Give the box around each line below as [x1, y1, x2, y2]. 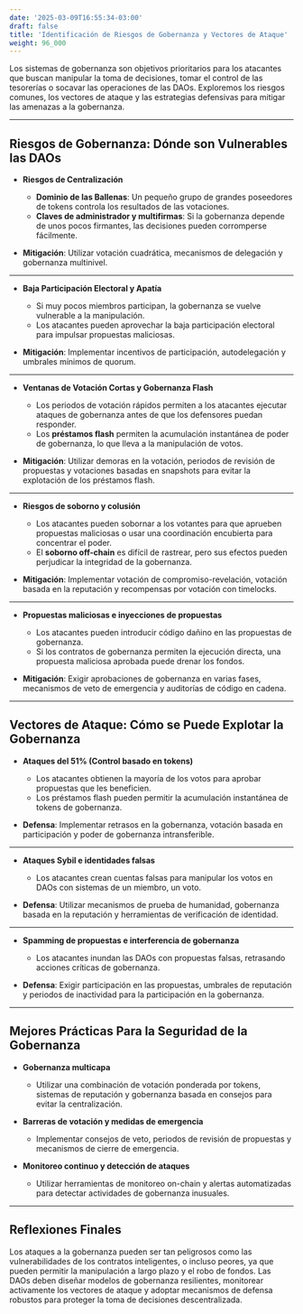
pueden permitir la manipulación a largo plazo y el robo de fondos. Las [9, 1265, 272, 1276]
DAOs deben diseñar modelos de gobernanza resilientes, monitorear [9, 1274, 264, 1286]
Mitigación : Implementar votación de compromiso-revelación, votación [22, 574, 288, 585]
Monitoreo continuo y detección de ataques [22, 1161, 190, 1171]
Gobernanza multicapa [22, 1061, 111, 1072]
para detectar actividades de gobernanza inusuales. [35, 1188, 230, 1198]
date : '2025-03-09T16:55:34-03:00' [9, 13, 143, 23]
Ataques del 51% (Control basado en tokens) [22, 755, 194, 766]
